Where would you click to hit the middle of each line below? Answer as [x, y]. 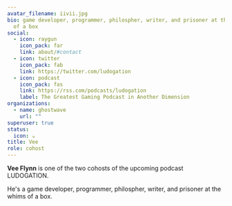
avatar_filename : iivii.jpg [48, 13]
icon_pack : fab [41, 65]
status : [18, 129]
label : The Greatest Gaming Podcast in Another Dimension [105, 97]
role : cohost [26, 149]
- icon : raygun [35, 39]
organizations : [29, 104]
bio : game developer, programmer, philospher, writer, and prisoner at [112, 20]
